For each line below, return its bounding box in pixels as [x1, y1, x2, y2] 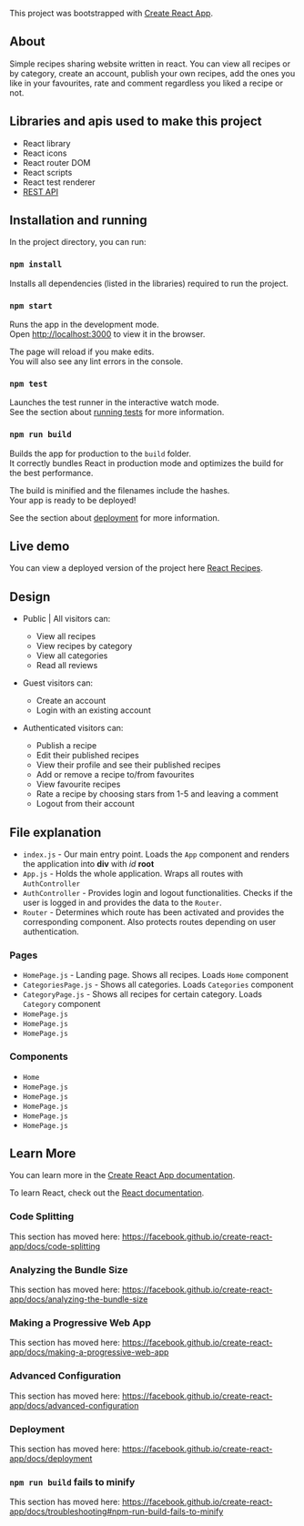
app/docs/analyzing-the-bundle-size [9, 1294, 148, 1305]
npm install [9, 259, 63, 270]
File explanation [9, 824, 102, 840]
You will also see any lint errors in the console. [9, 356, 184, 367]
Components [9, 1051, 68, 1063]
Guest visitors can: [22, 677, 94, 688]
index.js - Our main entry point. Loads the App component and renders [22, 849, 289, 860]
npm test [9, 378, 48, 389]
